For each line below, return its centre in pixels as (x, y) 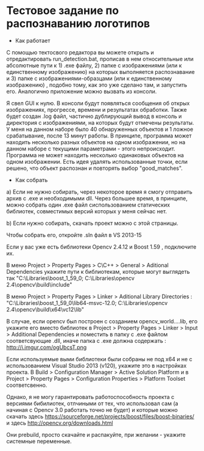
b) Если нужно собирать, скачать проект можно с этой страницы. (92, 223)
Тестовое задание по (63, 11)
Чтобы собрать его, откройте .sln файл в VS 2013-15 (74, 235)
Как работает (33, 40)
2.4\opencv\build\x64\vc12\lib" (45, 309)
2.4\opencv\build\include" (39, 284)
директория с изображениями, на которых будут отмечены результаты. (100, 122)
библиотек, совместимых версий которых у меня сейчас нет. (87, 211)
